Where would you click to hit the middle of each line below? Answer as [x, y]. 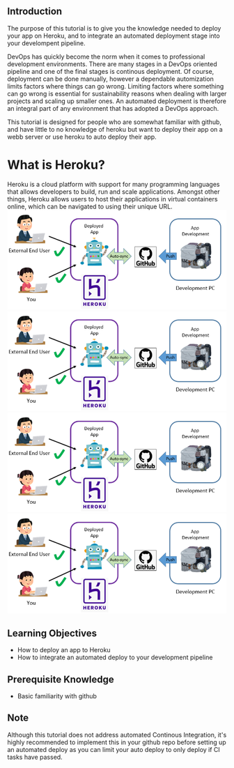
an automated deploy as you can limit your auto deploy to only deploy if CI [114, 749]
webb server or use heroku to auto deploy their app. [82, 137]
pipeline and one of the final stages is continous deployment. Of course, [111, 71]
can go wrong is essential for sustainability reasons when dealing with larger [117, 93]
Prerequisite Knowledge [61, 679]
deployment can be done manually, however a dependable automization [111, 79]
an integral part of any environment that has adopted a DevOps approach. [113, 108]
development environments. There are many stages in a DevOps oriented [112, 64]
